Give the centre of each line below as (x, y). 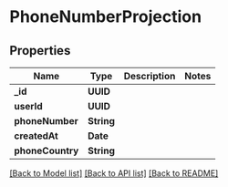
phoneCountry (47, 151)
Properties (40, 51)
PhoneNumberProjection (106, 17)
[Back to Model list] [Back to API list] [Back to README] (114, 173)
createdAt (36, 136)
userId (28, 106)
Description (150, 76)
